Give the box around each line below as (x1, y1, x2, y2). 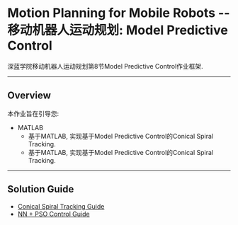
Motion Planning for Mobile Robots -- (7, 5, 230, 21)
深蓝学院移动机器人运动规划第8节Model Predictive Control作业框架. (7, 62, 203, 70)
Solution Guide (7, 183, 74, 195)
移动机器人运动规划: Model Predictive (7, 23, 228, 38)
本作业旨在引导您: (7, 109, 59, 117)
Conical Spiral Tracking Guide (17, 202, 105, 210)
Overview (7, 90, 52, 102)
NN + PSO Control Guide (17, 209, 90, 218)
